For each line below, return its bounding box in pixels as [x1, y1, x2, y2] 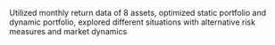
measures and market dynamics [9, 26, 128, 36]
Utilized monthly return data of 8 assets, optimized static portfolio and [9, 8, 267, 18]
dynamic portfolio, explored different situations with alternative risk [9, 17, 256, 27]
